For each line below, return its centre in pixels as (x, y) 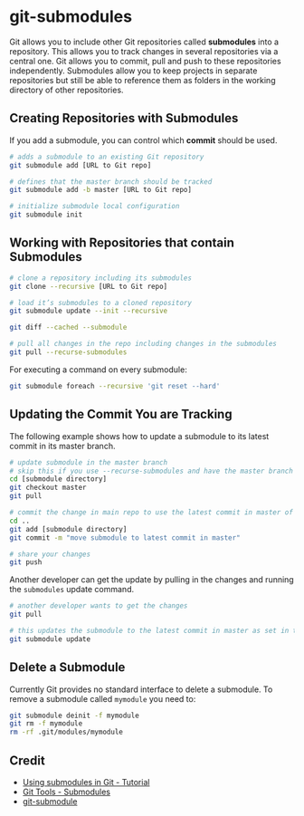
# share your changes (50, 554)
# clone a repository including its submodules (101, 278)
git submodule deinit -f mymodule (75, 715)
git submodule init (46, 215)
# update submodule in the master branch (89, 462)
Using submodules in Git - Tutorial (86, 782)
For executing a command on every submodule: (98, 370)
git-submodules (71, 17)
